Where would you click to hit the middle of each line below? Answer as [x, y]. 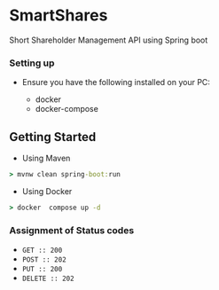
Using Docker [47, 191]
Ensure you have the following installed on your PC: [116, 82]
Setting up [32, 63]
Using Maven [46, 158]
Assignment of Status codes [72, 230]
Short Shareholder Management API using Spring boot [109, 40]
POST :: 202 [44, 260]
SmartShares [59, 16]
